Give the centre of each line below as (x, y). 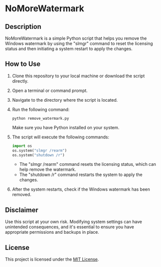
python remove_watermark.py (40, 118)
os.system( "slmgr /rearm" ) (39, 150)
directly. (20, 81)
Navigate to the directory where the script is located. (65, 100)
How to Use (23, 64)
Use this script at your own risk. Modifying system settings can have (74, 222)
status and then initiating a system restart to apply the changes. (69, 49)
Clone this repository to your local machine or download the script (78, 76)
